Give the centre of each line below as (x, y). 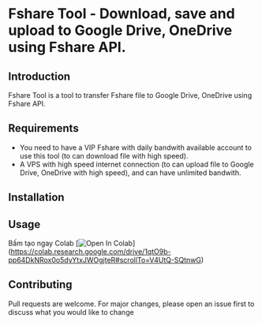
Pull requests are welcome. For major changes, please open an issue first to (131, 304)
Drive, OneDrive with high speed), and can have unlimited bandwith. (130, 172)
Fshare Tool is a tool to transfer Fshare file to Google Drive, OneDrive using (130, 95)
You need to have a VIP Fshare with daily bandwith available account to (136, 148)
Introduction (39, 76)
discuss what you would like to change (71, 312)
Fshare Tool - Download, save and (122, 14)
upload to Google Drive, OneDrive (120, 30)
